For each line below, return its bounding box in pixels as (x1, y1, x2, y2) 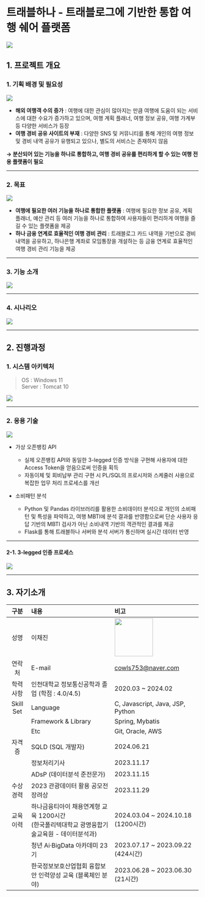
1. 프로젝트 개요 (6, 60, 61, 71)
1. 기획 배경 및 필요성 (6, 80, 63, 89)
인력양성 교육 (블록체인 (38, 871, 101, 879)
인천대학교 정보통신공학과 (31, 679, 101, 688)
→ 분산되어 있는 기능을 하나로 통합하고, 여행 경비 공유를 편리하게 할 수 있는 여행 (6, 150, 192, 158)
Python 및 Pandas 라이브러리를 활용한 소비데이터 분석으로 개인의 (24, 505, 180, 512)
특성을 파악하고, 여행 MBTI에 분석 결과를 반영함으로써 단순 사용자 (37, 513, 192, 520)
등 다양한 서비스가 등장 (15, 122, 70, 129)
